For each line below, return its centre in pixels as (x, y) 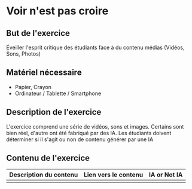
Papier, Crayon (33, 87)
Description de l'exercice (54, 112)
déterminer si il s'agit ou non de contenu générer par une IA (80, 139)
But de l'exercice (38, 33)
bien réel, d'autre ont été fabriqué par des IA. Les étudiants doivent (89, 133)
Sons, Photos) (23, 54)
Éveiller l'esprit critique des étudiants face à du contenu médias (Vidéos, (95, 47)
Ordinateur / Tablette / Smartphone (58, 93)
